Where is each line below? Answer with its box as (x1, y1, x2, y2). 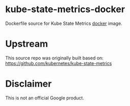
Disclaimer (5, 78, 52, 90)
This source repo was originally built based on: (5, 55, 103, 61)
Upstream (5, 38, 48, 50)
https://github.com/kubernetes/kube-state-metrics (5, 60, 112, 66)
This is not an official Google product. (5, 95, 84, 101)
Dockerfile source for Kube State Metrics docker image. (5, 20, 122, 26)
